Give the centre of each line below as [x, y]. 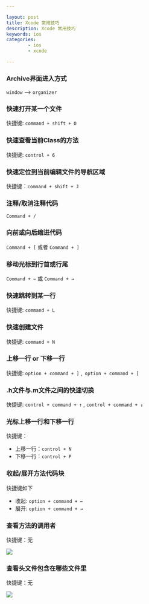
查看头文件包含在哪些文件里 [46, 568]
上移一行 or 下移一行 [36, 359]
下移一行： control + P [43, 456]
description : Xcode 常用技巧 [41, 28]
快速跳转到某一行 [31, 295]
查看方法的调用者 [31, 525]
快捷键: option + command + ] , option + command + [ [73, 373]
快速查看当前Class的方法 [43, 140]
